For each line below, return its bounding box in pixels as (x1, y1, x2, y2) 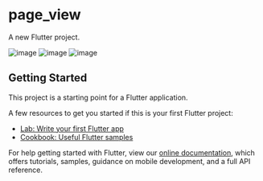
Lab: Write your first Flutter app (19, 123, 125, 134)
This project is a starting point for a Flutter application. (8, 93, 188, 102)
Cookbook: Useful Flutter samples (19, 132, 134, 142)
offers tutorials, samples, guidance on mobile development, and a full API (8, 156, 251, 166)
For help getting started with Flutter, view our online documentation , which (8, 147, 256, 158)
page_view (8, 6, 82, 24)
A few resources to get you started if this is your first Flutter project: (8, 108, 233, 117)
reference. (8, 165, 43, 175)
